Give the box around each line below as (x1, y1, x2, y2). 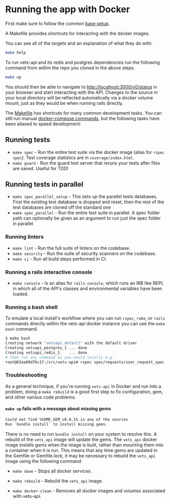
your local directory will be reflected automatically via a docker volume (5, 94, 153, 100)
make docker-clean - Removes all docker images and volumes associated (12, 488, 165, 494)
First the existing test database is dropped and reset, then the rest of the (12, 199, 164, 205)
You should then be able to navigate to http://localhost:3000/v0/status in (5, 84, 157, 90)
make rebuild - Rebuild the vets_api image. (12, 478, 103, 484)
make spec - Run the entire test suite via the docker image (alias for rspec (12, 149, 165, 155)
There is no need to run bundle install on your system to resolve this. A (5, 431, 157, 437)
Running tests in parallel (5, 180, 84, 189)
